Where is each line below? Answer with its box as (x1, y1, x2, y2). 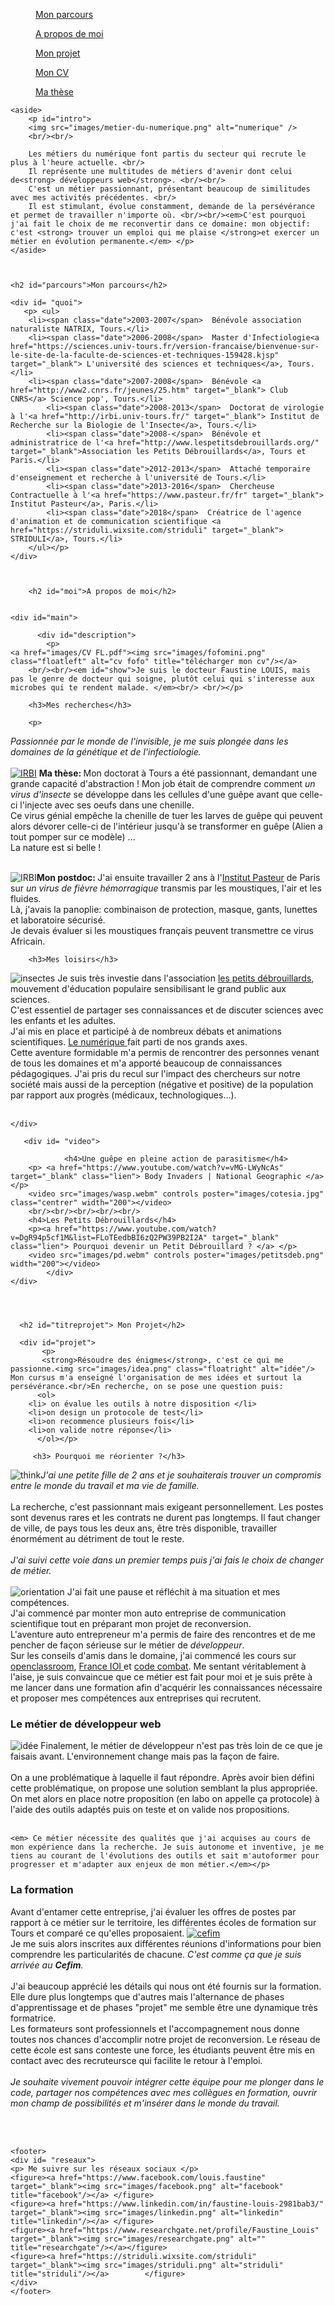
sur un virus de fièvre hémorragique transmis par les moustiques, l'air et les (10, 882, 322, 894)
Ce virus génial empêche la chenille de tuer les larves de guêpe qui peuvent (10, 810, 323, 821)
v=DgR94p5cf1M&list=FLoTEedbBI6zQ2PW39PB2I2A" (10, 1233, 208, 1243)
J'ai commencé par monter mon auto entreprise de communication (10, 1607, 287, 1619)
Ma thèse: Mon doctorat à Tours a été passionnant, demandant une (38, 767, 318, 779)
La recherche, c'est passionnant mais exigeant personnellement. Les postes (10, 1501, 324, 1513)
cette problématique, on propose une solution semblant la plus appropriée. (10, 1782, 318, 1794)
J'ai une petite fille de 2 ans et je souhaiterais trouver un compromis (40, 1469, 322, 1481)
